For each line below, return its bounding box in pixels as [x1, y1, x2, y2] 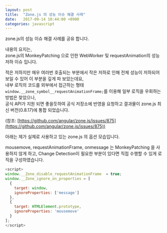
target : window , [14, 185, 48, 190]
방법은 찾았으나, [5, 95, 36, 101]
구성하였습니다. [14, 157, 44, 163]
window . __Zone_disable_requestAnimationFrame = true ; [5, 171, 122, 177]
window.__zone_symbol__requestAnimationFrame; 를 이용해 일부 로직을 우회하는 [5, 88, 161, 94]
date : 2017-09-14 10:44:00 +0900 [5, 17, 79, 22]
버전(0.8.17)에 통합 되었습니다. [10, 107, 69, 113]
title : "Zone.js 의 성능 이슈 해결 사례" [5, 12, 85, 17]
